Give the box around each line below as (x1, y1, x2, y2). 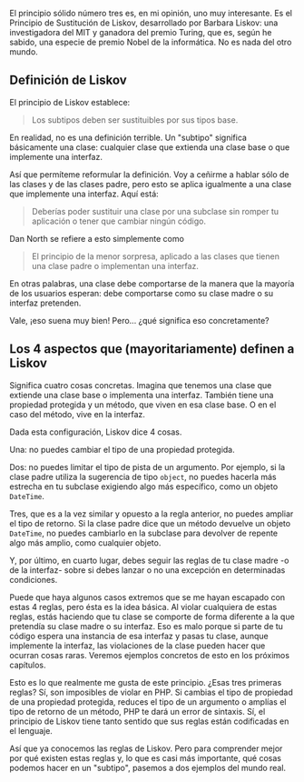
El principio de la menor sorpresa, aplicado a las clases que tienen (31, 250, 279, 262)
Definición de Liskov (9, 73, 127, 88)
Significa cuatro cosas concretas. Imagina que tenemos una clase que (9, 379, 272, 390)
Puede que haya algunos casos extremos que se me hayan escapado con (9, 591, 286, 603)
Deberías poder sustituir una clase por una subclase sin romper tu (31, 206, 279, 216)
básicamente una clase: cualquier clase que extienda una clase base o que (9, 141, 290, 153)
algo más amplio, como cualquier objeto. (9, 536, 162, 548)
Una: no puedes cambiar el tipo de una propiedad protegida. (9, 444, 236, 455)
